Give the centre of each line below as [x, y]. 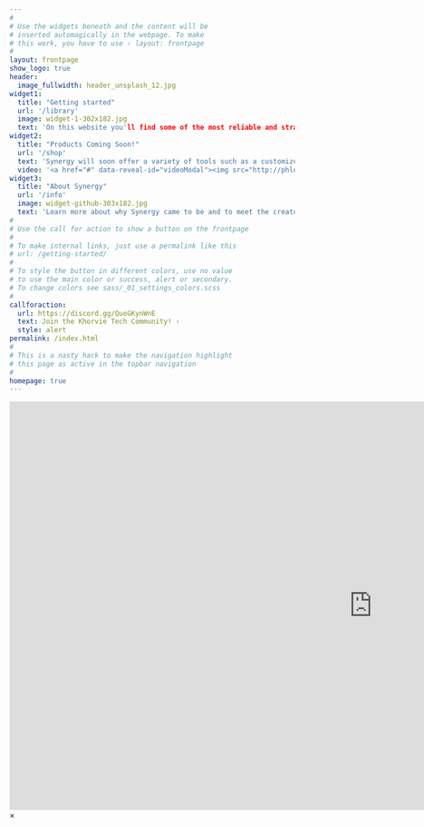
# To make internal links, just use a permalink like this [123, 246]
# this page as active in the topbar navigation [103, 364]
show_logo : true [40, 69]
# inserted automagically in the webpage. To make [107, 34]
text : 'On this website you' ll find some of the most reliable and [148, 128]
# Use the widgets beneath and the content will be [109, 26]
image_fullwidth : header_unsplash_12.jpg [97, 85]
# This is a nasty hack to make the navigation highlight [121, 355]
